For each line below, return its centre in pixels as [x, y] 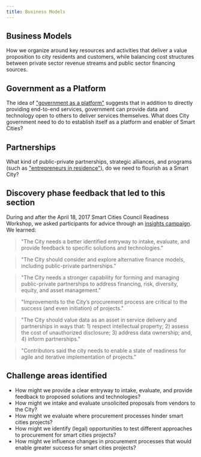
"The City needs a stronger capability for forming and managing [100, 277]
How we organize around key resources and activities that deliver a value [97, 50]
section [20, 202]
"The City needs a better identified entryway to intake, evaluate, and [105, 241]
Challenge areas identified [57, 376]
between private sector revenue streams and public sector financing [91, 63]
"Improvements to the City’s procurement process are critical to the [104, 302]
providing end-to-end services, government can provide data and [88, 109]
